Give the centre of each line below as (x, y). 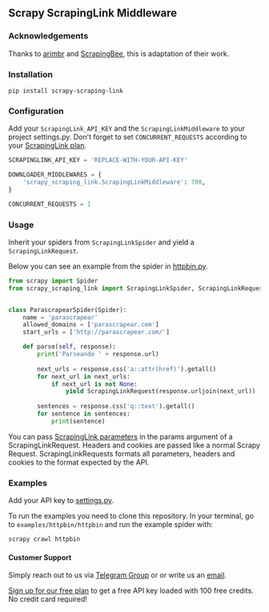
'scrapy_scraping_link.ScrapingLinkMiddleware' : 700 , (114, 182)
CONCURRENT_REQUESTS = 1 (50, 204)
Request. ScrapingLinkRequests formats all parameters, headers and (122, 453)
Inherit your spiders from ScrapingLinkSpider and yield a (101, 242)
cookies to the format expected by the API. (79, 462)
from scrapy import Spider (53, 281)
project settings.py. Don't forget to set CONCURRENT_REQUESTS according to (128, 137)
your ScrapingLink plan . (47, 146)
